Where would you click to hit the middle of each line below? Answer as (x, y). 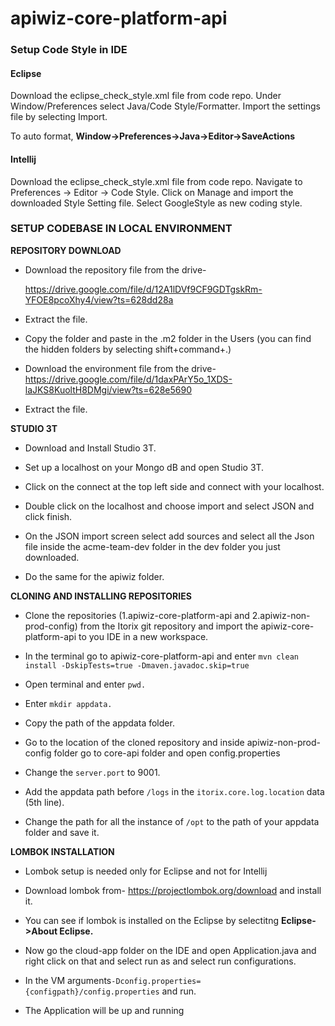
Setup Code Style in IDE (69, 50)
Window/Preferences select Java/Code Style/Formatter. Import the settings (165, 106)
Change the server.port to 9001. (92, 772)
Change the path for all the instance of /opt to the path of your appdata (172, 821)
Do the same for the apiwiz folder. (94, 576)
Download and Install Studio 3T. (90, 448)
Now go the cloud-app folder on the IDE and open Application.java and (170, 950)
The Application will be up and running (104, 1010)
